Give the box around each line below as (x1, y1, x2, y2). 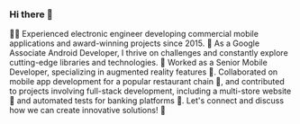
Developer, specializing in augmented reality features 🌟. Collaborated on (9, 66, 278, 77)
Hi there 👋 (9, 8, 54, 21)
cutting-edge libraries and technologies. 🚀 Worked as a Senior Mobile (9, 58, 268, 68)
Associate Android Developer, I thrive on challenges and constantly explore (9, 48, 288, 58)
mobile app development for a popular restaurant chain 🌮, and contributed (9, 76, 286, 87)
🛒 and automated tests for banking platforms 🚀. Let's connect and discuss (9, 95, 285, 106)
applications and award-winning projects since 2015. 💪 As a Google (9, 38, 259, 49)
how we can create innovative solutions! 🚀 (9, 105, 167, 116)
